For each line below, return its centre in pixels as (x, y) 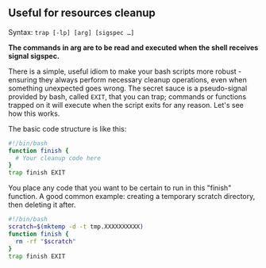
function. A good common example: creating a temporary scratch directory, (132, 197)
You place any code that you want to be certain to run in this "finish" (120, 188)
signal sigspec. (34, 56)
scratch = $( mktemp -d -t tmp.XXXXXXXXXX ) (76, 227)
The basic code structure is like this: (67, 128)
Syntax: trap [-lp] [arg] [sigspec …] (71, 32)
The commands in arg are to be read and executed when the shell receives (133, 48)
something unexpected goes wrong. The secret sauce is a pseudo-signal (128, 88)
